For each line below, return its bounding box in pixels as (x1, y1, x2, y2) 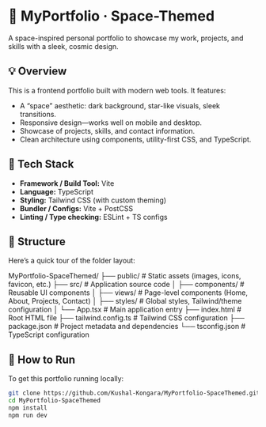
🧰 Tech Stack (8, 157, 74, 171)
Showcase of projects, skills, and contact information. (19, 126, 196, 135)
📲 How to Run (8, 353, 76, 366)
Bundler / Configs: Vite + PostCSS (19, 203, 133, 213)
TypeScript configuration (8, 330, 89, 339)
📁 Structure (8, 235, 66, 248)
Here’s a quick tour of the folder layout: (8, 256, 136, 266)
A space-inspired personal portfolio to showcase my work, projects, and (8, 33, 244, 43)
